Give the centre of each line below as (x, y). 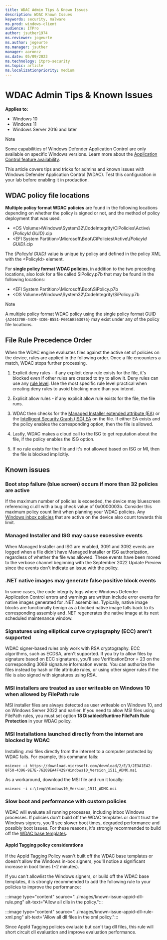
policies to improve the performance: (43, 887)
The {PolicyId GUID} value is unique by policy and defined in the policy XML (83, 254)
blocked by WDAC (27, 741)
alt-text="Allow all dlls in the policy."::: (64, 902)
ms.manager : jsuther (27, 47)
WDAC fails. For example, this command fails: (52, 757)
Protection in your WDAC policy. (39, 721)
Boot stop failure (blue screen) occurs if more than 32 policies (82, 484)
